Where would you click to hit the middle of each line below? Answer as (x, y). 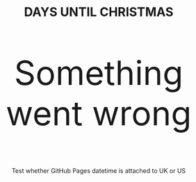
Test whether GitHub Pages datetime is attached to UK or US (99, 170)
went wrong (99, 113)
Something (99, 73)
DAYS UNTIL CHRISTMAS (99, 12)
